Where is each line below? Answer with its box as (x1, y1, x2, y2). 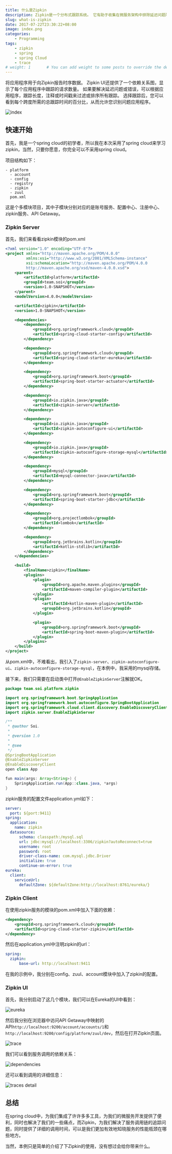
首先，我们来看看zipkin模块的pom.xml (5, 236, 85, 242)
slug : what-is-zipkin (5, 17, 52, 22)
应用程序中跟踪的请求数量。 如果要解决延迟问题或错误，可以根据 (23, 86, 159, 92)
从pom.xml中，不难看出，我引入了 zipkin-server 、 (5, 659, 112, 665)
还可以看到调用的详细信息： (5, 1072, 64, 1078)
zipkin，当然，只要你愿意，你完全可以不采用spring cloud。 (5, 146, 130, 152)
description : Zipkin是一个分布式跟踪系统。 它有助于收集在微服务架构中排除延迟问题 (5, 12, 165, 17)
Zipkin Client (5, 895, 38, 902)
